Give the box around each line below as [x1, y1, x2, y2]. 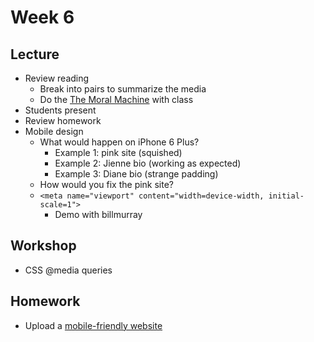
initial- [268, 191, 305, 201]
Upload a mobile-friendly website [24, 319, 163, 331]
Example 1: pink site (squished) [54, 147, 183, 158]
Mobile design [24, 126, 84, 137]
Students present [24, 104, 97, 116]
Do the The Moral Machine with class [39, 94, 194, 105]
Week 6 [10, 6, 75, 29]
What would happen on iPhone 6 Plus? [39, 136, 200, 148]
